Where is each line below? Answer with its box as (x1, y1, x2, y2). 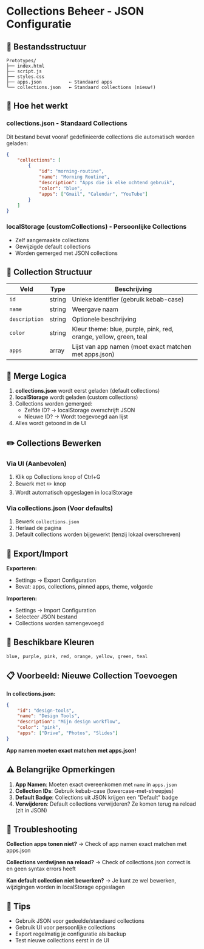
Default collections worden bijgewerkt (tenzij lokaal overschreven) (15, 531, 181, 538)
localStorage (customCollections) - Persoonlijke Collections (6, 223, 187, 231)
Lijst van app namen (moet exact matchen (72, 343, 192, 351)
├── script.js (6, 68, 42, 74)
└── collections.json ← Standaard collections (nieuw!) (6, 84, 156, 90)
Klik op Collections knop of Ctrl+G (15, 473, 101, 480)
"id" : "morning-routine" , (38, 168, 104, 174)
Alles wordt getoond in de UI (15, 420, 87, 427)
